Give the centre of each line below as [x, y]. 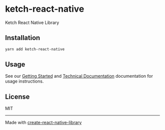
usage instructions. [25, 81]
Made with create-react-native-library [43, 123]
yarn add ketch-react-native [35, 49]
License [17, 97]
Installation [23, 38]
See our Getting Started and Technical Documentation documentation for [79, 76]
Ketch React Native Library [32, 22]
